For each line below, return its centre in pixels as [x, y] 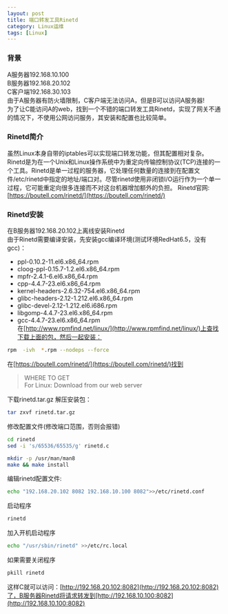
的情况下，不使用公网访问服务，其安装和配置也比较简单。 [89, 117]
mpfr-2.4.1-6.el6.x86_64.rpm [58, 277]
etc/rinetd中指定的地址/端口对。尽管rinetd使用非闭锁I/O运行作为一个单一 [118, 179]
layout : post [26, 13]
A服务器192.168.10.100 [38, 74]
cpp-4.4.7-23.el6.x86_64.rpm [59, 284]
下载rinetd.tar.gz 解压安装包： [49, 399]
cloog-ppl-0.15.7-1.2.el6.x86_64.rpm [68, 269]
